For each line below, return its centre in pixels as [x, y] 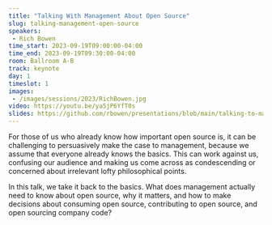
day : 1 [19, 76]
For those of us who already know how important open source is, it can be [132, 137]
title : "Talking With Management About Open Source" [99, 16]
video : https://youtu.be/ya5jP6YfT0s [72, 106]
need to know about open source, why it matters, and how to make [120, 195]
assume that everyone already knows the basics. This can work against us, [134, 154]
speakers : [25, 31]
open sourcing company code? [60, 212]
